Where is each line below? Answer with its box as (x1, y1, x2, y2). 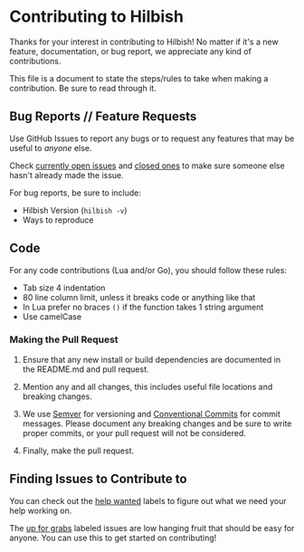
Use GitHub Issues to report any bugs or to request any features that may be (9, 133, 295, 144)
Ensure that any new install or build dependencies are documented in (22, 354, 281, 365)
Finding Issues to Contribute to (9, 471, 187, 487)
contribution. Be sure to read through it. (9, 82, 157, 93)
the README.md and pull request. (22, 364, 149, 375)
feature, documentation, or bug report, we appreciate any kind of (9, 45, 252, 56)
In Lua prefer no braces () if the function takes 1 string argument (22, 301, 264, 312)
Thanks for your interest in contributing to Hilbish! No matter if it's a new (9, 36, 279, 47)
